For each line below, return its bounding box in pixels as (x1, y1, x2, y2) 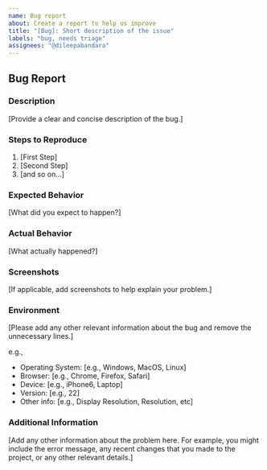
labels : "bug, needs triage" (8, 34, 106, 43)
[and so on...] (19, 170, 65, 179)
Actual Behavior (8, 228, 72, 239)
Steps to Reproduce (8, 134, 88, 145)
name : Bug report (8, 11, 67, 20)
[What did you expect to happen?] (8, 208, 121, 217)
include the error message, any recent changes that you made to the (8, 443, 236, 453)
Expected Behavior (8, 190, 84, 201)
